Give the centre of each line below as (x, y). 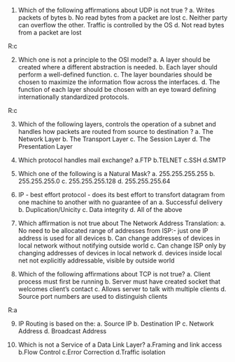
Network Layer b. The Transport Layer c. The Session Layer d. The (114, 139)
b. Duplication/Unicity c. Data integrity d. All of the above (100, 209)
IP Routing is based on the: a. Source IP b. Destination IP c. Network (116, 323)
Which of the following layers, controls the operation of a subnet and (117, 124)
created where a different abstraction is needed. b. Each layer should (117, 67)
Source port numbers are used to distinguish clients (93, 296)
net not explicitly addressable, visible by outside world (96, 260)
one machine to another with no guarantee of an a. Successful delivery (120, 202)
